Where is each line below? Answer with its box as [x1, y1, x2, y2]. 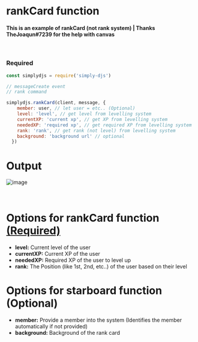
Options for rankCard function [6, 211, 160, 225]
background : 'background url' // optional [17, 133, 125, 139]
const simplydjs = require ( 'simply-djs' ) [6, 72, 112, 78]
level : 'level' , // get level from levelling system [17, 111, 152, 117]
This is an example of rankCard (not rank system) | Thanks [6, 24, 155, 31]
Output [6, 159, 42, 172]
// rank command [6, 89, 47, 95]
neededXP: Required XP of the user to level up [14, 256, 131, 264]
